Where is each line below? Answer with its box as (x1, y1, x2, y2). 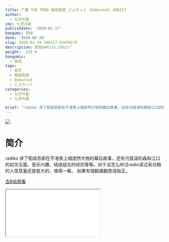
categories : (5, 86, 30, 92)
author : (5, 12, 22, 17)
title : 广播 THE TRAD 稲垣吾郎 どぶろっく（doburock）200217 (5, 7, 126, 13)
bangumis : (5, 54, 26, 59)
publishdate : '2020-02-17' (5, 26, 62, 31)
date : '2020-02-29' (5, 36, 46, 41)
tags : (5, 63, 17, 68)
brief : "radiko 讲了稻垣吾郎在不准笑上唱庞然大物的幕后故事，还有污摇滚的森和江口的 (5, 105, 162, 110)
